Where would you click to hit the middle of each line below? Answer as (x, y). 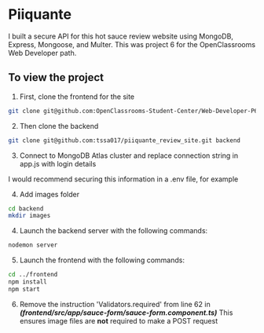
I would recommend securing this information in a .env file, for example (123, 179)
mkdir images (29, 216)
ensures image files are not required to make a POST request (119, 320)
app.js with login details (58, 163)
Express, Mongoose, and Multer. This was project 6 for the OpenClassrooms (132, 44)
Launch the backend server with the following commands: (114, 231)
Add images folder (49, 194)
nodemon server (33, 245)
